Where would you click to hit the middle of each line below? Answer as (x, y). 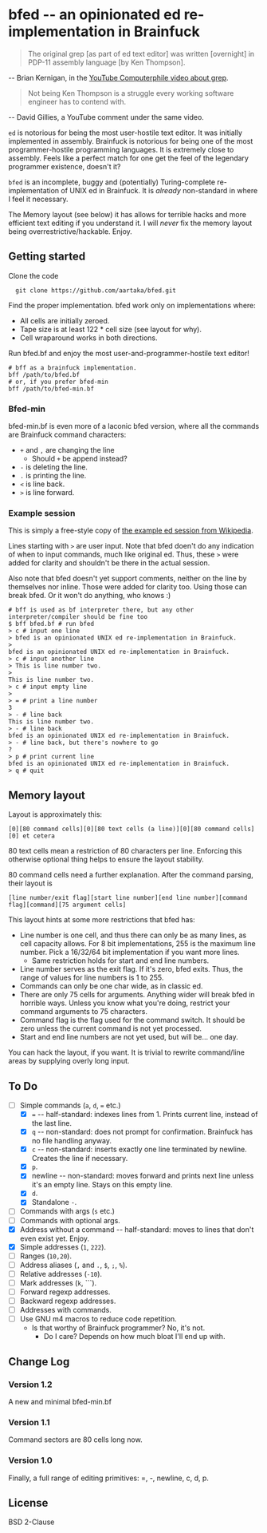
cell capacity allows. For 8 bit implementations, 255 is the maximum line (138, 944)
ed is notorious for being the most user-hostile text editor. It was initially (126, 133)
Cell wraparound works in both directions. (88, 338)
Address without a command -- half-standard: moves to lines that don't (137, 1229)
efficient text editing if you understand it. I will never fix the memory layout (130, 223)
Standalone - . (54, 1202)
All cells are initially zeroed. (65, 320)
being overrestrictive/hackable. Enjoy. (71, 231)
